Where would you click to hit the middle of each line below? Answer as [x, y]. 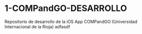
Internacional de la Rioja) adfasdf [37, 26]
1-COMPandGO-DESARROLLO [66, 8]
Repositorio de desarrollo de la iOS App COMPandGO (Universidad [71, 22]
